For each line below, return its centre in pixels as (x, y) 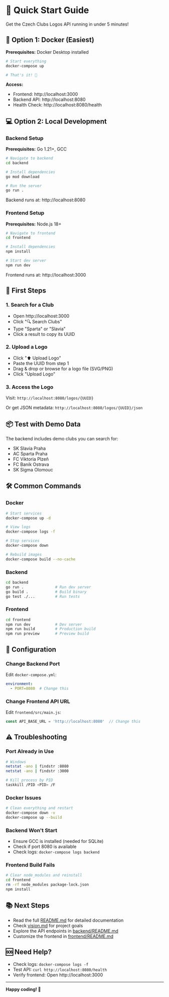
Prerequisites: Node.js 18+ (34, 224)
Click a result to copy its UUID (44, 334)
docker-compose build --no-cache (41, 559)
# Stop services (23, 541)
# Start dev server (26, 261)
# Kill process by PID (29, 780)
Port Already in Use (30, 752)
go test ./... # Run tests (43, 596)
